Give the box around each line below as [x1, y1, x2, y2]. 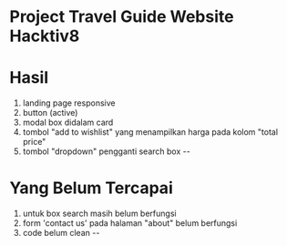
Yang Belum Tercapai [9, 178, 173, 199]
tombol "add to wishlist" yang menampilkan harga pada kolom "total [22, 127, 279, 138]
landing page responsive [22, 97, 116, 108]
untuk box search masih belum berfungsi [22, 208, 177, 219]
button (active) [22, 107, 78, 118]
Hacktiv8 [9, 26, 80, 46]
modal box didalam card [22, 117, 114, 128]
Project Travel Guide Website [9, 6, 234, 27]
